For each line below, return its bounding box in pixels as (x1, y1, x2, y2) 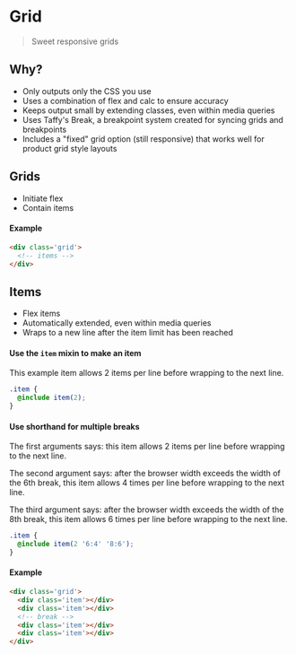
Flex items (22, 308, 61, 319)
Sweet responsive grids (30, 36, 119, 47)
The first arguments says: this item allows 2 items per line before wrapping (9, 441, 285, 452)
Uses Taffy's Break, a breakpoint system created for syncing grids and (22, 114, 284, 125)
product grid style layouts (22, 143, 118, 153)
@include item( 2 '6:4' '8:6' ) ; (17, 540, 135, 549)
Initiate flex (22, 193, 64, 204)
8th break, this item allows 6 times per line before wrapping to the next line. (9, 514, 289, 525)
